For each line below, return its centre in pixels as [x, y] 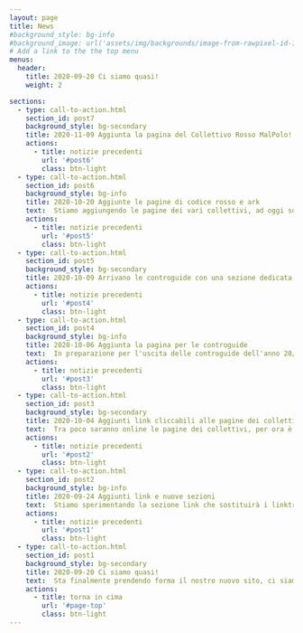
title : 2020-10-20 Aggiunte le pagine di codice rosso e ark [142, 203]
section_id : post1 [60, 555]
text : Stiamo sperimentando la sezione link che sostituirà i [147, 505]
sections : [28, 101]
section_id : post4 [60, 328]
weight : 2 [44, 85]
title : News [32, 26]
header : [32, 69]
